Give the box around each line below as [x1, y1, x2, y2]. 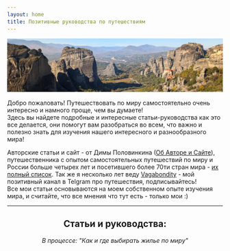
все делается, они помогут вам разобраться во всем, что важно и [7, 120, 203, 129]
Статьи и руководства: [63, 218, 167, 230]
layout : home [7, 11, 44, 18]
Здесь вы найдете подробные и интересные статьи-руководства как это [7, 114, 221, 121]
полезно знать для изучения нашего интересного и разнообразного [7, 128, 207, 136]
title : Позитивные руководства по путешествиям [7, 18, 146, 25]
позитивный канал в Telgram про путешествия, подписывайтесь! [7, 178, 197, 185]
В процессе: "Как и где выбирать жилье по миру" [42, 236, 188, 244]
